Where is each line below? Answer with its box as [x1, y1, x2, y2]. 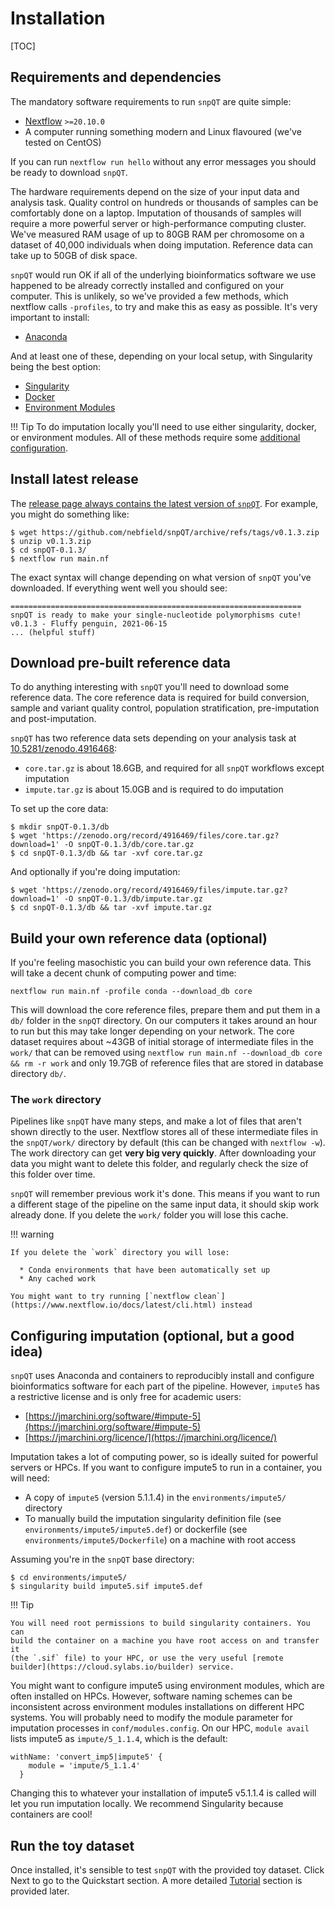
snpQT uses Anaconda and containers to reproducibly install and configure [10, 1370, 315, 1382]
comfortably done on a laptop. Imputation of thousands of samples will [10, 207, 302, 219]
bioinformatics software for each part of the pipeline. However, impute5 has [10, 1380, 320, 1392]
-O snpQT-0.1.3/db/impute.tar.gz [63, 894, 203, 904]
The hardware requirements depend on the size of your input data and [10, 185, 300, 197]
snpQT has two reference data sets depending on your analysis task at [10, 732, 297, 744]
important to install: [10, 311, 90, 323]
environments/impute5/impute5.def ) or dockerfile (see [24, 1523, 248, 1536]
